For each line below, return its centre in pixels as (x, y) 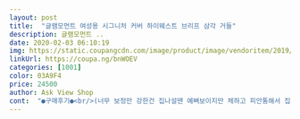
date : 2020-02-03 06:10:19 (59, 42)
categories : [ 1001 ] (46, 68)
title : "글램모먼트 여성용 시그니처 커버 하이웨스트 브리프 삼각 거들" (123, 26)
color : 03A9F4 (36, 76)
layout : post (33, 17)
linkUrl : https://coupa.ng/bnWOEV (74, 59)
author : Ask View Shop (51, 92)
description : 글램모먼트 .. (57, 34)
